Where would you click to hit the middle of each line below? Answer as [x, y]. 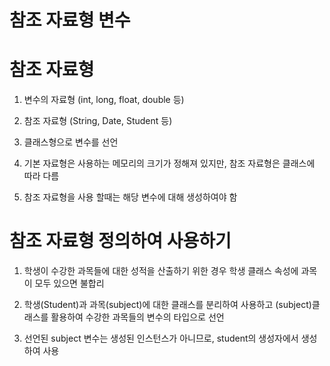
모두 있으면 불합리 [69, 283]
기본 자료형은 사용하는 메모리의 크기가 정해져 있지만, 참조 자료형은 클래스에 [169, 163]
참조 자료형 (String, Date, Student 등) [98, 121]
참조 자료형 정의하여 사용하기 [120, 241]
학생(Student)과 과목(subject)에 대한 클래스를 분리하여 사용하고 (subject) [167, 305]
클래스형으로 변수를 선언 [71, 142]
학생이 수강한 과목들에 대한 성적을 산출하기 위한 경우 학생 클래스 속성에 [161, 271]
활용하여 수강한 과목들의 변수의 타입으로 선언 [137, 317]
